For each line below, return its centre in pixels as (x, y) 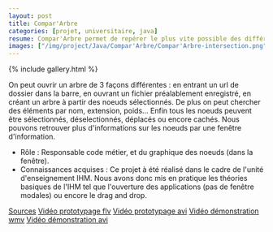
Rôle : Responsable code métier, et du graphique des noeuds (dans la (136, 153)
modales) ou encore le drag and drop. (84, 195)
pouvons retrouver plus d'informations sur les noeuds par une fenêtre (125, 128)
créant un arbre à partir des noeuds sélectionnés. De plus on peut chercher (135, 102)
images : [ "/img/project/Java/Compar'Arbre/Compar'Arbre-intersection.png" (138, 46)
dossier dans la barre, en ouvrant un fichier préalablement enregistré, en (130, 93)
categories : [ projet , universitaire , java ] (83, 31)
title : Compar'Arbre (43, 24)
